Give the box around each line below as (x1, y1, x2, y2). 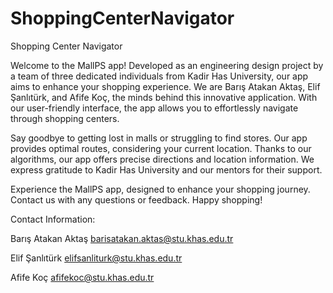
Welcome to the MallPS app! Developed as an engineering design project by (10, 59, 324, 71)
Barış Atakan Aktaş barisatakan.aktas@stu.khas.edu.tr (10, 232, 234, 244)
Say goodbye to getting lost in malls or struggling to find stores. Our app (10, 132, 308, 144)
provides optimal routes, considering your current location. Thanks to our (10, 142, 312, 154)
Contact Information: (10, 213, 96, 225)
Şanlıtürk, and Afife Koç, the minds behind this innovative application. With (10, 91, 318, 103)
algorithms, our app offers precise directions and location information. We (10, 153, 315, 165)
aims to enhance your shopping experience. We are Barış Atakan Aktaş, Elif (10, 80, 321, 92)
